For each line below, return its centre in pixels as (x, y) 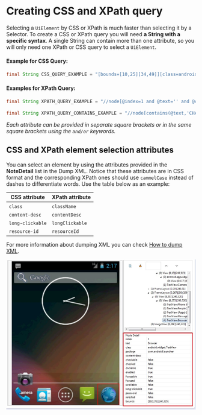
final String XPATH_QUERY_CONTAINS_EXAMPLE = (64, 113)
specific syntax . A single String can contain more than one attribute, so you (100, 40)
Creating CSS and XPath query (84, 11)
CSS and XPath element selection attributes (90, 150)
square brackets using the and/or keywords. (61, 131)
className (64, 206)
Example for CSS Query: (37, 61)
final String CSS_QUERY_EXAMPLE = (50, 74)
